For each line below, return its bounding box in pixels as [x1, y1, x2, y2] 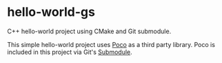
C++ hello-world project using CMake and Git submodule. [7, 27, 172, 35]
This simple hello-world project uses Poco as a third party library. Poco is [7, 40, 216, 48]
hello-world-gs [7, 4, 95, 20]
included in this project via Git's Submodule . [7, 48, 132, 56]
